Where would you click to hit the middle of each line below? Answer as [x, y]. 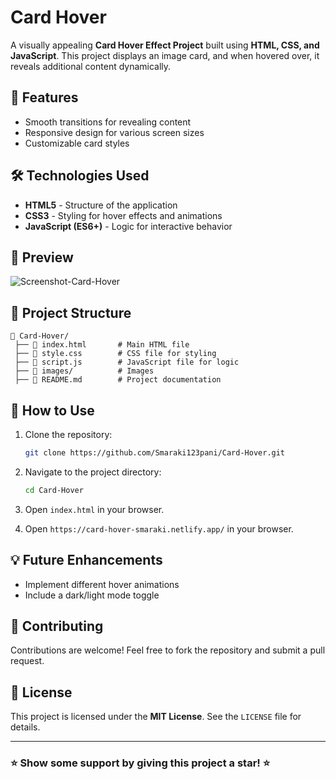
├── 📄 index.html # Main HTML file [102, 345]
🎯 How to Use [52, 410]
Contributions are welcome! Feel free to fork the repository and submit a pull [168, 650]
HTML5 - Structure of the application [101, 205]
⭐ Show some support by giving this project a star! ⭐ [140, 763]
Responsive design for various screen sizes [114, 132]
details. [25, 727]
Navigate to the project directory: [93, 472]
